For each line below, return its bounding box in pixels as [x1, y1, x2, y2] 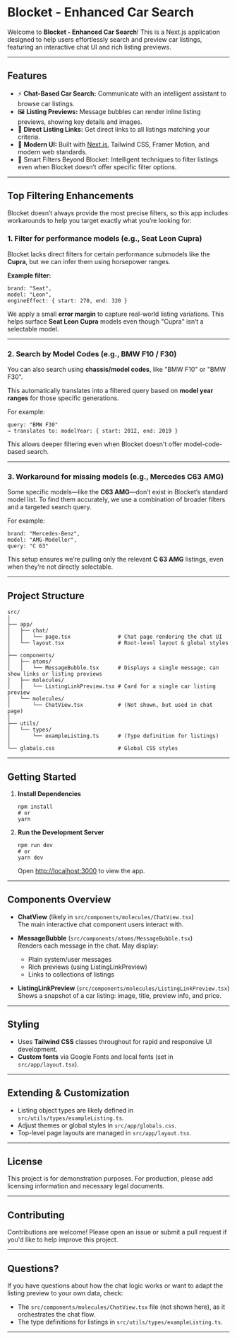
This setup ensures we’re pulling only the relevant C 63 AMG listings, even [7, 555, 224, 564]
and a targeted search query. [7, 503, 92, 511]
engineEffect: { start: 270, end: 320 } [7, 297, 128, 305]
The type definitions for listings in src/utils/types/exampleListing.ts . [17, 1317, 224, 1326]
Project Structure [7, 589, 85, 602]
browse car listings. [17, 99, 75, 108]
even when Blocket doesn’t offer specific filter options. [17, 162, 177, 171]
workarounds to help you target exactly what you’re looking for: [7, 216, 192, 225]
